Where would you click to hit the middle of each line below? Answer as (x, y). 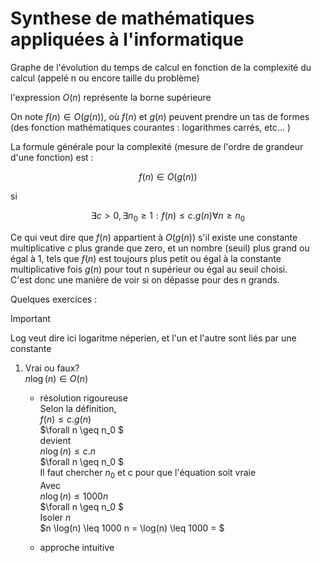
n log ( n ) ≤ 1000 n (74, 496)
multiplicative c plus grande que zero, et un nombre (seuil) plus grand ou (160, 248)
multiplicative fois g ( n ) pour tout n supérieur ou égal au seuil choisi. (149, 269)
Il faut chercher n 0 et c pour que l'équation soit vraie (148, 473)
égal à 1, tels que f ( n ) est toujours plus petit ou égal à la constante (146, 258)
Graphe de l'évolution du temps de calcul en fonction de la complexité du (161, 67)
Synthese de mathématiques (132, 18)
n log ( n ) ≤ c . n (68, 451)
